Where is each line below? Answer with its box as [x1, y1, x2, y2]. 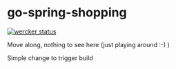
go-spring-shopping [7, 5, 127, 20]
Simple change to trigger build [7, 53, 93, 62]
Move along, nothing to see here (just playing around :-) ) [7, 40, 170, 49]
